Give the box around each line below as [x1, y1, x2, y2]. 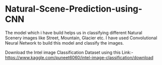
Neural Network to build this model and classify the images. [5, 40, 124, 46]
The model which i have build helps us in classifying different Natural [5, 30, 143, 35]
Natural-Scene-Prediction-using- [5, 3, 143, 15]
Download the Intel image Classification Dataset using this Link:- [5, 49, 133, 55]
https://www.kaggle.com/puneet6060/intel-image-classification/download [5, 54, 154, 60]
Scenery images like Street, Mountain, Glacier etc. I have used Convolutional [5, 35, 157, 41]
